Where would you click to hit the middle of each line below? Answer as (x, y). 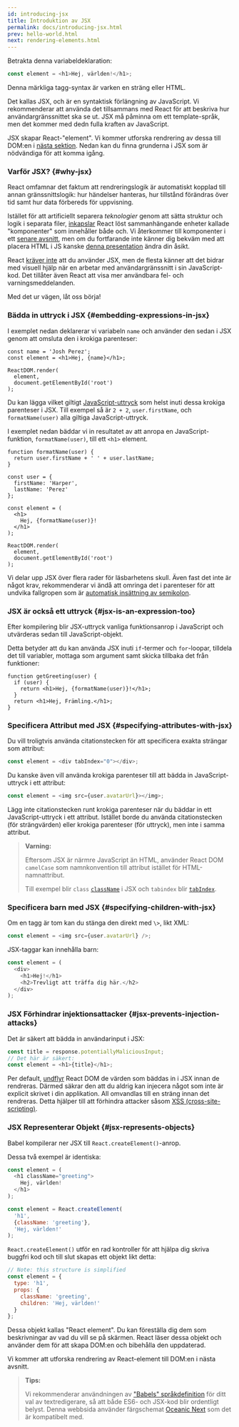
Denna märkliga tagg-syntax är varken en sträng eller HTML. (97, 87)
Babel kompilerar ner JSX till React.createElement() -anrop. (94, 1143)
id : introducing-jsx (38, 14)
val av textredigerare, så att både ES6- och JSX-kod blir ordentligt (122, 1402)
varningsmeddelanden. (41, 283)
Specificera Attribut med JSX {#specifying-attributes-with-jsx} (120, 725)
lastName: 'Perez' (41, 489)
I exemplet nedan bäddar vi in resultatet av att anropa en (90, 431)
